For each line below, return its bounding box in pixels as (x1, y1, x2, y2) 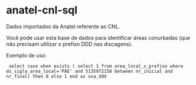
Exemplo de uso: (6, 52, 47, 59)
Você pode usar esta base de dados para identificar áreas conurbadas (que (6, 34, 191, 41)
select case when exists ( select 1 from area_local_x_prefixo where (8, 63, 184, 69)
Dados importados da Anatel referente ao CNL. (6, 23, 120, 30)
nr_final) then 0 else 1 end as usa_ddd (6, 73, 107, 79)
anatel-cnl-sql (6, 4, 78, 17)
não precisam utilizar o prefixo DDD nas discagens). (6, 40, 133, 47)
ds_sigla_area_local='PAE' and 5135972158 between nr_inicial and (6, 68, 173, 74)
